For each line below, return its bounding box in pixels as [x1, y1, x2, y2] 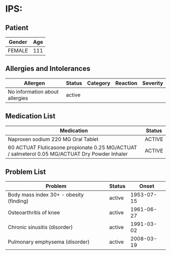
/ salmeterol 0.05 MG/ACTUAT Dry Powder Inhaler [8, 150, 128, 157]
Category [87, 80, 110, 87]
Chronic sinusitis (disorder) [8, 224, 73, 231]
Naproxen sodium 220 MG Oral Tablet [8, 136, 99, 143]
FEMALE [8, 47, 28, 54]
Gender [8, 39, 27, 45]
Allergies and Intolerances [5, 64, 91, 73]
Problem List [5, 168, 46, 176]
